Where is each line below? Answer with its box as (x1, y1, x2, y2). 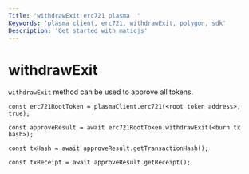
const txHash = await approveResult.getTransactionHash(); (8, 144, 209, 152)
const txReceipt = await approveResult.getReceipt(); (8, 159, 192, 167)
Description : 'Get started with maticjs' (8, 26, 148, 34)
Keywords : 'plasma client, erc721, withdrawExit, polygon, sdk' (8, 19, 227, 27)
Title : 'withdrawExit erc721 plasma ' (8, 11, 141, 20)
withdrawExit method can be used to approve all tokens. (8, 87, 194, 97)
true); (8, 109, 30, 118)
